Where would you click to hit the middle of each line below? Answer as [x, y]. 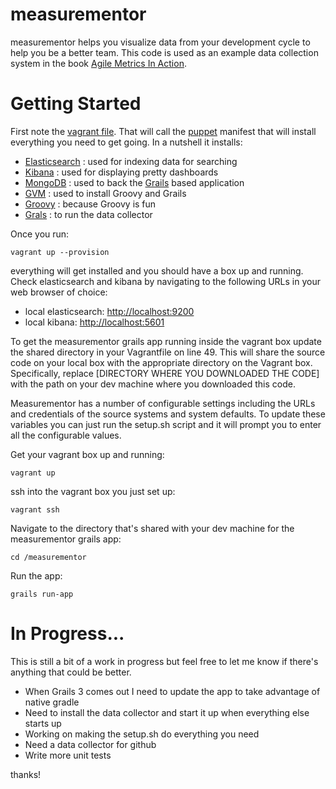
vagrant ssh [35, 509]
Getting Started [76, 104]
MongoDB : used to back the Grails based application [134, 182]
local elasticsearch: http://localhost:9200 [109, 311]
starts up [43, 723]
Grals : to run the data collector [88, 214]
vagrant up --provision [60, 252]
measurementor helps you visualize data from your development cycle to [160, 42]
